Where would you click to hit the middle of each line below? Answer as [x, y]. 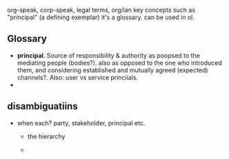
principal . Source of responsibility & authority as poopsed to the [108, 55]
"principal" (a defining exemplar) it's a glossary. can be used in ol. [101, 17]
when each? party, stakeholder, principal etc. [81, 123]
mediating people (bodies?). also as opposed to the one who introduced [119, 63]
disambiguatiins [42, 106]
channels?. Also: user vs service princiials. [78, 77]
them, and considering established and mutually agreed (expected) [112, 70]
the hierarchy [46, 136]
